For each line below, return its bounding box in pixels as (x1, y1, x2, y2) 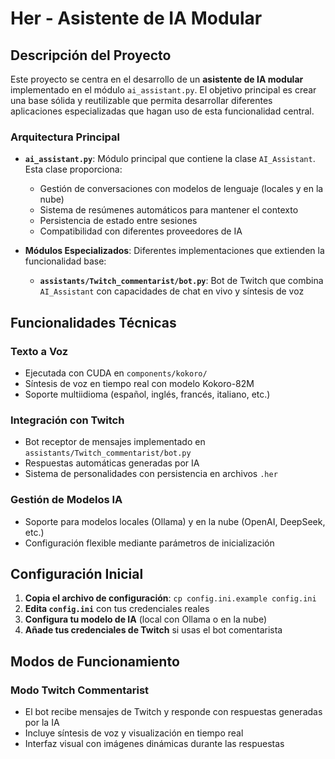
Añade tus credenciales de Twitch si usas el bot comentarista (24, 624, 283, 636)
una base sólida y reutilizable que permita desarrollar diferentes (10, 95, 273, 106)
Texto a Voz (10, 344, 69, 358)
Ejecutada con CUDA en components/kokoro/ (24, 367, 208, 379)
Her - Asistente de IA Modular (10, 7, 263, 30)
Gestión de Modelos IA (10, 493, 123, 507)
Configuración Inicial (10, 565, 144, 582)
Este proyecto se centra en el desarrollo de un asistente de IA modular (10, 73, 304, 85)
